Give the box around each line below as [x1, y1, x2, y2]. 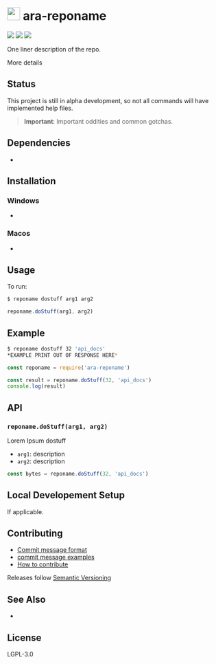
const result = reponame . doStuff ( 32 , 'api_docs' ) [7, 377, 152, 384]
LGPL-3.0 [7, 650, 34, 659]
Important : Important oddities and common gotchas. [23, 117, 173, 125]
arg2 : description [16, 457, 65, 465]
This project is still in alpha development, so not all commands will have [7, 96, 209, 104]
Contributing [7, 528, 63, 540]
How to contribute [16, 560, 69, 568]
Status [7, 78, 36, 90]
